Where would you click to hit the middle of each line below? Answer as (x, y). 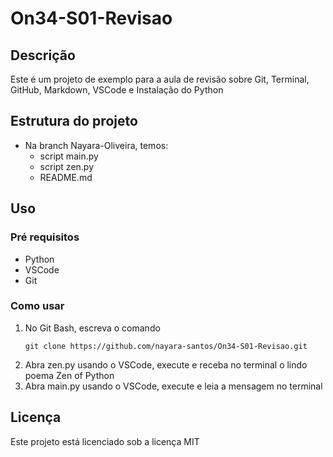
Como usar (37, 306)
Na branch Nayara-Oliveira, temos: (96, 145)
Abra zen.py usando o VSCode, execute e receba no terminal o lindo (166, 364)
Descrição (43, 55)
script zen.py (67, 166)
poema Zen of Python (69, 375)
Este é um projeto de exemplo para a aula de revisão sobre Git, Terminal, (160, 79)
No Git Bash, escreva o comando (92, 328)
